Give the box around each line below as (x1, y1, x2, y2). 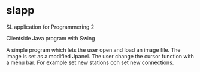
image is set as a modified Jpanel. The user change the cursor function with (6, 52, 195, 60)
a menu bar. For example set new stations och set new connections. (6, 59, 174, 66)
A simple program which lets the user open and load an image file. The (6, 46, 181, 54)
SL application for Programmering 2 (6, 23, 95, 30)
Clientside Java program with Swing (6, 35, 95, 42)
